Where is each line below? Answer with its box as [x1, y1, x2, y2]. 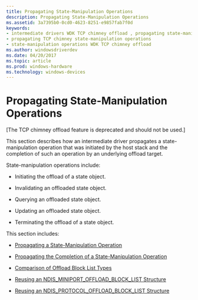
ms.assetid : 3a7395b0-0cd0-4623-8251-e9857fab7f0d [6, 19, 133, 25]
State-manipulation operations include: [6, 161, 101, 169]
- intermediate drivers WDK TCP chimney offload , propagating [6, 31, 165, 37]
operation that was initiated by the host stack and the [38, 144, 168, 151]
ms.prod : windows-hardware [6, 63, 72, 70]
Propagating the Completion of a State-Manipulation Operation [14, 253, 167, 260]
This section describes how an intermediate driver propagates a [6, 138, 161, 145]
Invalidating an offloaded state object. [14, 184, 107, 192]
